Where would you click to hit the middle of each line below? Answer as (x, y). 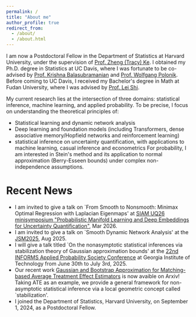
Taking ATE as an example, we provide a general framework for (92, 282)
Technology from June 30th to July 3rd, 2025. (71, 263)
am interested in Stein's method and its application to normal (89, 154)
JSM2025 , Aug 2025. (40, 238)
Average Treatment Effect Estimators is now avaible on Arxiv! (106, 276)
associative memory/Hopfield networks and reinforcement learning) (97, 135)
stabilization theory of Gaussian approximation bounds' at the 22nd (97, 251)
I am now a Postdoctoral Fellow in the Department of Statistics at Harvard (95, 56)
